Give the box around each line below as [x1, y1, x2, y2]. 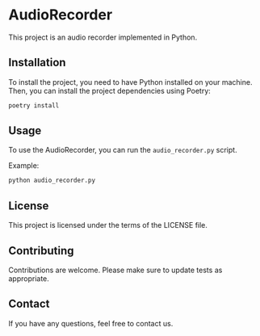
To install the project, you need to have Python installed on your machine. [8, 77, 253, 86]
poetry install [8, 101, 60, 110]
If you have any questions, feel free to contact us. [8, 318, 174, 328]
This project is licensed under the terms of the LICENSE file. [8, 220, 208, 230]
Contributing [8, 244, 74, 258]
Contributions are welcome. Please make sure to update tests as [8, 265, 223, 275]
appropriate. [8, 273, 50, 283]
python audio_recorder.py [8, 176, 95, 185]
